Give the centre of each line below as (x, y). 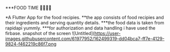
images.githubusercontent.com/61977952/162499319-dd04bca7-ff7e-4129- (85, 38)
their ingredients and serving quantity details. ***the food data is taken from (85, 23)
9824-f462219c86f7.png (31, 44)
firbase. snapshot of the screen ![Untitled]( (50, 33)
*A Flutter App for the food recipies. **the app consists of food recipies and (84, 17)
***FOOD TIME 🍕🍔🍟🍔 (28, 8)
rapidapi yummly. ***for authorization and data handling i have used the (80, 28)
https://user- (107, 33)
